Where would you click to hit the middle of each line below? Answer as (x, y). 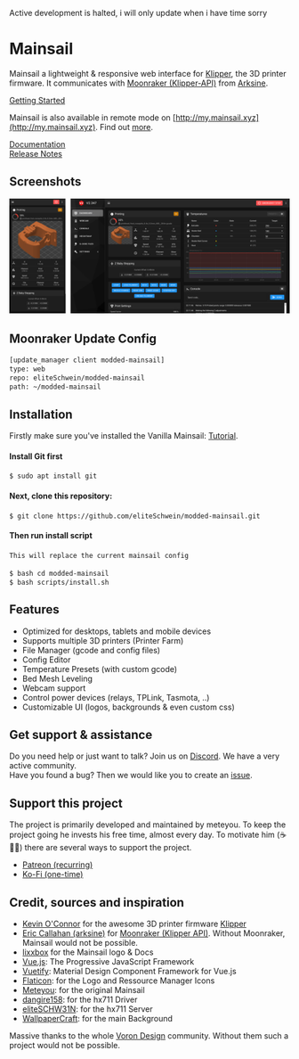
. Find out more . (124, 127)
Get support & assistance (81, 735)
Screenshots (45, 182)
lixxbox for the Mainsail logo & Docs (88, 952)
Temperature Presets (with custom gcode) (100, 669)
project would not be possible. (65, 1045)
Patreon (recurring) (57, 865)
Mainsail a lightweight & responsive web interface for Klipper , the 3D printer (148, 73)
